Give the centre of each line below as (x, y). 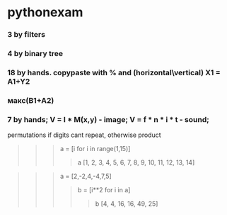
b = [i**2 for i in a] (104, 190)
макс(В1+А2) (31, 100)
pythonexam (45, 12)
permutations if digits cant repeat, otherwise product (84, 135)
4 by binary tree (35, 54)
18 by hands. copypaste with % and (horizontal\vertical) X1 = (114, 72)
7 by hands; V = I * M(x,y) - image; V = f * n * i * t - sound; (109, 119)
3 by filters (27, 35)
